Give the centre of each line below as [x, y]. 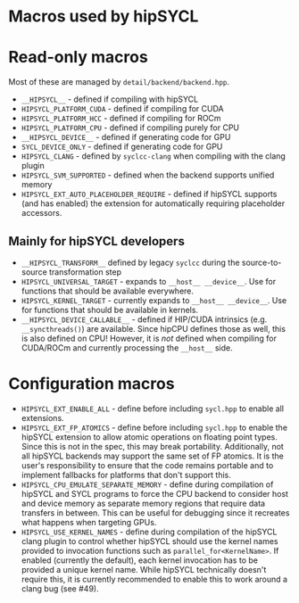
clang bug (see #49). [60, 588]
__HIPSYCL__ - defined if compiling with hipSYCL [109, 99]
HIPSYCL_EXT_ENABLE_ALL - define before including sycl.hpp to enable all [153, 409]
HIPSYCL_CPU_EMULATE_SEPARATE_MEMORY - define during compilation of [147, 484]
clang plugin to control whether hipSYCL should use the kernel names [149, 541]
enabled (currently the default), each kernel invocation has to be [139, 560]
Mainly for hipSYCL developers [96, 241]
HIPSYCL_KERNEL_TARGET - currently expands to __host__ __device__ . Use [154, 300]
